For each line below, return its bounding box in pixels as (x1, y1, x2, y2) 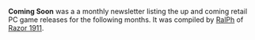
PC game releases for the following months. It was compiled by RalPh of (8, 15, 244, 24)
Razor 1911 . (8, 24, 44, 32)
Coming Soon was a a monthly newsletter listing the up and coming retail (8, 7, 248, 16)
